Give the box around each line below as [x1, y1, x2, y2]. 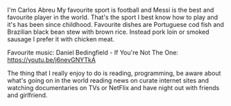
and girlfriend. [7, 91, 48, 99]
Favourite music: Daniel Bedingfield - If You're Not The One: [7, 48, 179, 56]
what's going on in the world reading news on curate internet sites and [7, 76, 209, 85]
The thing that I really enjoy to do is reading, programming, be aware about [7, 69, 221, 77]
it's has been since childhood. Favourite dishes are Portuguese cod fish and [7, 21, 224, 28]
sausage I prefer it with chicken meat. [7, 35, 115, 43]
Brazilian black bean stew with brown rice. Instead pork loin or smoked [7, 28, 209, 36]
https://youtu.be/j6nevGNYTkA [7, 56, 96, 64]
